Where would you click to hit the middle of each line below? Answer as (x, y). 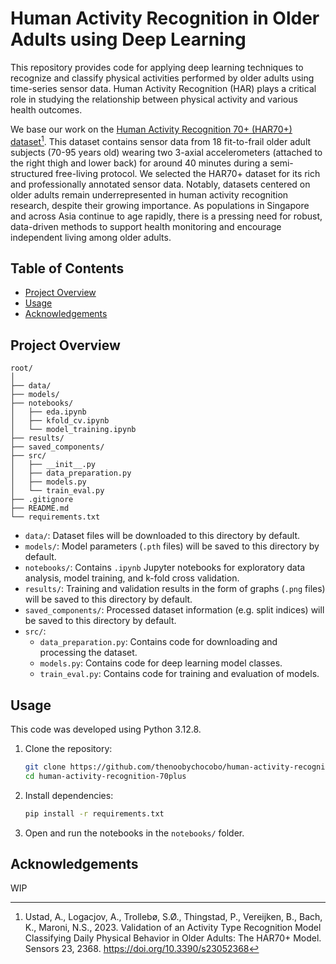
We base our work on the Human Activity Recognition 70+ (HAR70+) (151, 129)
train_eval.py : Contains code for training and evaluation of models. (179, 674)
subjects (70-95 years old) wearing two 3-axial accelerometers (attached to (166, 152)
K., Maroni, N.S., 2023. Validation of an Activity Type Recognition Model (173, 928)
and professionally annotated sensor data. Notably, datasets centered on (160, 184)
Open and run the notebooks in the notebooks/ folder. (134, 833)
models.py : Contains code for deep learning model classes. (161, 663)
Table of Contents (67, 268)
